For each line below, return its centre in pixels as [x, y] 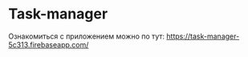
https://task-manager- [203, 36]
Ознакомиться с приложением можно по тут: [87, 36]
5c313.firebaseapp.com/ [49, 44]
